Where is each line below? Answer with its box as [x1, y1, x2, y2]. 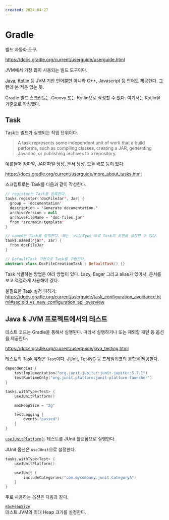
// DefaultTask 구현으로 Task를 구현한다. [5, 256, 86, 262]
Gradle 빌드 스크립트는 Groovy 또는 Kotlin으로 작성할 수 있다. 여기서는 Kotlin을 [5, 94, 160, 101]
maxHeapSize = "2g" [14, 403, 55, 408]
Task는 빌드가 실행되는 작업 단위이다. [5, 129, 79, 136]
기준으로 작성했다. [5, 101, 41, 107]
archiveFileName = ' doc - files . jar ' [10, 215, 85, 220]
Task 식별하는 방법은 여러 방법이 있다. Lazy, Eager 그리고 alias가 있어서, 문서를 [5, 271, 161, 277]
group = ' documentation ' [10, 201, 62, 206]
